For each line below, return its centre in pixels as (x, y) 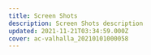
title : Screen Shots (43, 16)
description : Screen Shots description (76, 23)
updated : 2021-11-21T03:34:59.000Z (69, 31)
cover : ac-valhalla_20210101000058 (69, 38)
